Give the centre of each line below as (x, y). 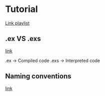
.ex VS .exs (23, 39)
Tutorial (22, 9)
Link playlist (17, 23)
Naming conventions (38, 76)
